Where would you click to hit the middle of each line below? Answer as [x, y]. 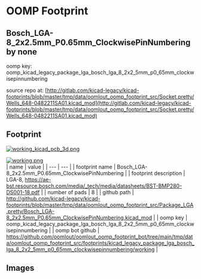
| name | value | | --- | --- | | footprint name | [61, 167]
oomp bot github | [77, 230]
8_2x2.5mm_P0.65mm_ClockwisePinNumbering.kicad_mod [79, 217]
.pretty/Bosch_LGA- [31, 211]
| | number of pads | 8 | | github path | [88, 192]
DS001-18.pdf [23, 192]
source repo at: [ [27, 90]
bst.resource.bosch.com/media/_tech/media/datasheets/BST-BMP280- [94, 186]
